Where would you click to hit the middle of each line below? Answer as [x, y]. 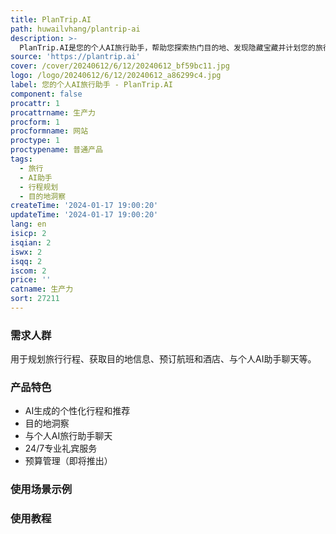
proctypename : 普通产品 [56, 150]
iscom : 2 [28, 271]
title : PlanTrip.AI [51, 19]
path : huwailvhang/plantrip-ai [75, 29]
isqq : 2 [26, 261]
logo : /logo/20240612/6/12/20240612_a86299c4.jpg [116, 76]
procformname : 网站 [49, 131]
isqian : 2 [31, 242]
